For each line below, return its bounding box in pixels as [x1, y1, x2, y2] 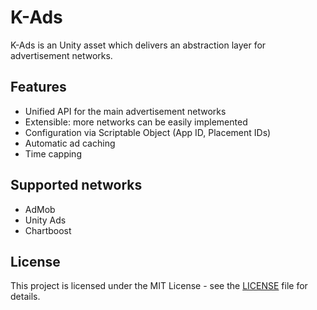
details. [10, 291, 41, 303]
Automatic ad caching [24, 137, 116, 149]
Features [10, 79, 67, 96]
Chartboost [24, 224, 72, 236]
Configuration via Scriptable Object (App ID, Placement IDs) [24, 126, 272, 138]
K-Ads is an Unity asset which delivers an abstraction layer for [10, 39, 267, 51]
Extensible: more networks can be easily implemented [24, 116, 248, 128]
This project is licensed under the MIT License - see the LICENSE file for [10, 280, 308, 292]
